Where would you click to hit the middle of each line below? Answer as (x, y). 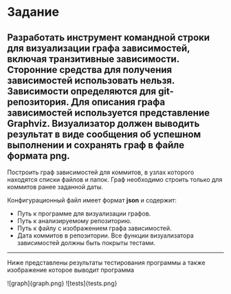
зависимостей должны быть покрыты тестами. (86, 243)
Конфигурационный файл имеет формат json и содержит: (92, 200)
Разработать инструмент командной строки (109, 38)
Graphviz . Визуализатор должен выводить (103, 124)
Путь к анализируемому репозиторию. (74, 221)
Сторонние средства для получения (90, 70)
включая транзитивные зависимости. (93, 59)
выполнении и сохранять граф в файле (96, 145)
